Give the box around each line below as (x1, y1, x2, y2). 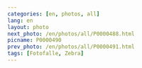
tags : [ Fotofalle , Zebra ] (7, 50, 84, 57)
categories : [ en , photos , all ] (7, 10, 100, 18)
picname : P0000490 (7, 37, 62, 44)
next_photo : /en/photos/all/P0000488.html (7, 30, 135, 38)
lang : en (7, 17, 33, 24)
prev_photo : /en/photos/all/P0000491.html (7, 43, 135, 50)
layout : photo (7, 23, 50, 30)
